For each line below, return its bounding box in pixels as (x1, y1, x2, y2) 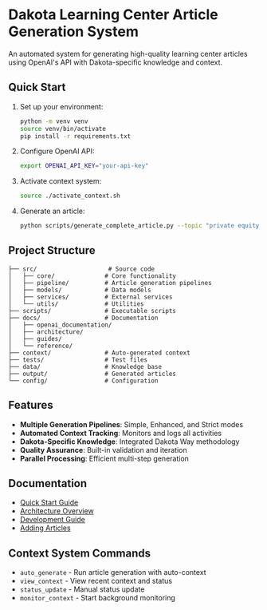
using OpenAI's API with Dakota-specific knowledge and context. (8, 57, 223, 67)
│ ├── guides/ (8, 335, 62, 343)
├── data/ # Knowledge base (8, 362, 162, 370)
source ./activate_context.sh (19, 192, 121, 200)
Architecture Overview (19, 506, 94, 516)
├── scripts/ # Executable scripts (8, 307, 177, 315)
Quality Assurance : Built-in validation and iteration (19, 445, 187, 454)
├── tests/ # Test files (8, 355, 148, 364)
